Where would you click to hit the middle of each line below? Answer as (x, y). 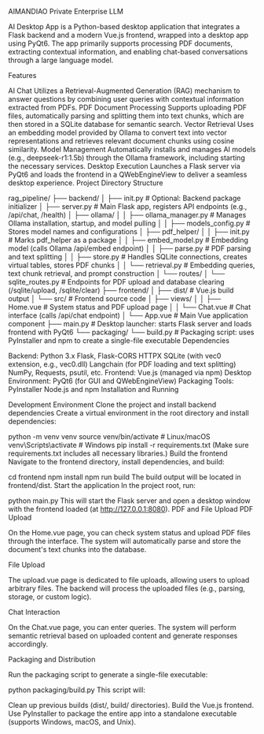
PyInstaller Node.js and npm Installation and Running (93, 389)
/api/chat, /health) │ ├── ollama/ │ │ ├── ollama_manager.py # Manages (127, 215)
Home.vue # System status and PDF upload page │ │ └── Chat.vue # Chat (130, 307)
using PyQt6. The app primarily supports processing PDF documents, (121, 43)
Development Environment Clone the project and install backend (112, 404)
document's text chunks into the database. (77, 550)
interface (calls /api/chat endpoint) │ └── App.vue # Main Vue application (128, 315)
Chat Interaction (34, 612)
